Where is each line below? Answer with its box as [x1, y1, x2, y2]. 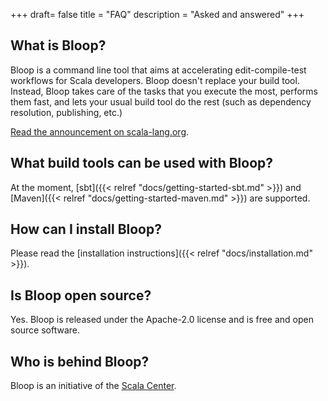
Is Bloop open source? [10, 287, 152, 304]
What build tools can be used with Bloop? [10, 155, 274, 172]
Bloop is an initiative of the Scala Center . [10, 380, 177, 392]
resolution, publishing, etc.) [10, 106, 123, 118]
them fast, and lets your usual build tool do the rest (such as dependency [10, 95, 312, 108]
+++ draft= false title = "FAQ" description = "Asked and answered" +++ [10, 9, 305, 20]
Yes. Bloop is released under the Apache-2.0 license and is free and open [10, 314, 314, 326]
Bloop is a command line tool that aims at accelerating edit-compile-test [10, 64, 307, 76]
